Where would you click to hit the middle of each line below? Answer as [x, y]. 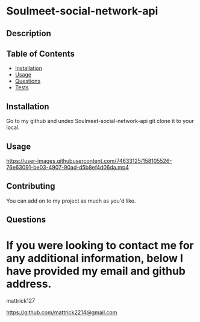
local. [13, 127]
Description [29, 33]
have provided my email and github [96, 271]
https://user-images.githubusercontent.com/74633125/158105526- [89, 161]
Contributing [31, 186]
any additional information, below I [95, 258]
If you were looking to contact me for [100, 246]
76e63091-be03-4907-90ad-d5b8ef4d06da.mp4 [68, 168]
